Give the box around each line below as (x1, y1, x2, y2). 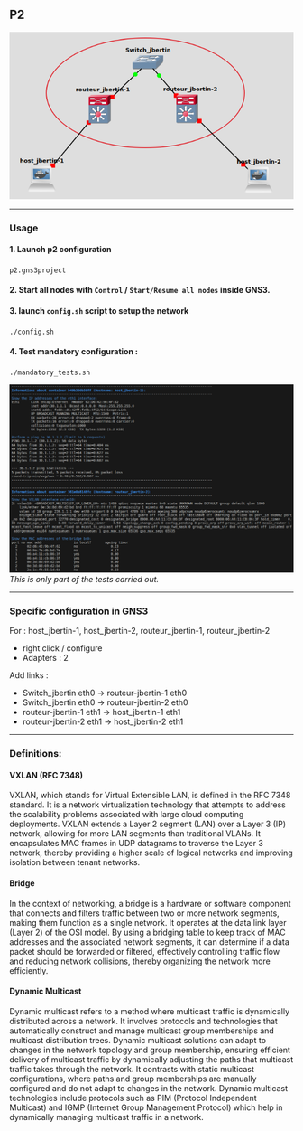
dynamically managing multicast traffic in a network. (9, 1111, 205, 1122)
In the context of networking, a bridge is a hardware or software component (9, 898, 291, 909)
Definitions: (9, 748, 62, 760)
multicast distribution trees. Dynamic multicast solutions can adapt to (9, 1034, 267, 1045)
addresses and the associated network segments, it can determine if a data (9, 936, 290, 947)
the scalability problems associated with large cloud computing (9, 809, 244, 820)
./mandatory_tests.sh (9, 368, 91, 377)
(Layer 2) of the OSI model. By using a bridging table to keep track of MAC (9, 927, 286, 938)
